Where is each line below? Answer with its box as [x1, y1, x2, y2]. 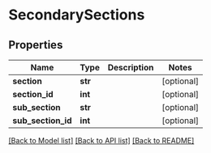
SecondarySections [8, 6, 145, 24]
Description [107, 62, 154, 73]
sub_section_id [12, 115, 72, 126]
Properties [8, 38, 63, 52]
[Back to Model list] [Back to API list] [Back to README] [8, 136, 195, 145]
